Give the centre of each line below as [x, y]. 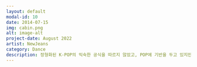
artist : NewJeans [27, 44]
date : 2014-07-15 [27, 22]
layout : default [26, 11]
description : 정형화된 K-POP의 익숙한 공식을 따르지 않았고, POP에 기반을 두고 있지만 [99, 55]
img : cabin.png [25, 28]
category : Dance [26, 50]
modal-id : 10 [22, 17]
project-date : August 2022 [39, 38]
